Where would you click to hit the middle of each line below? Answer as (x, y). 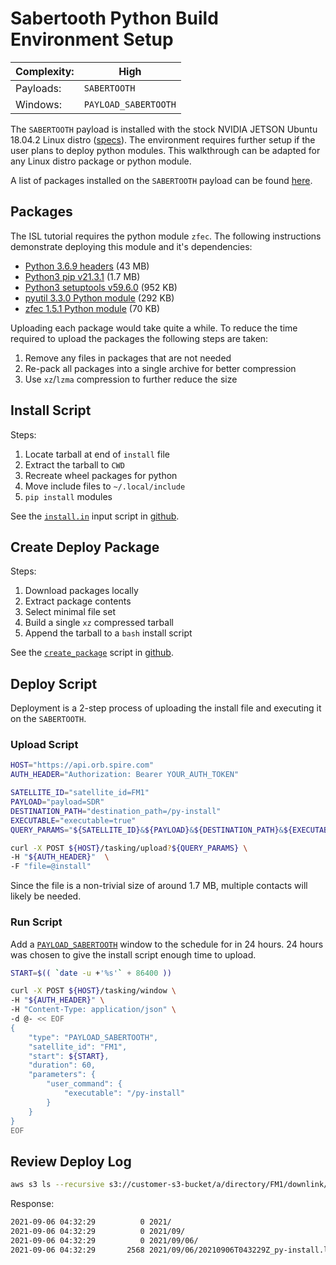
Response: (32, 1204)
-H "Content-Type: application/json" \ (93, 1010)
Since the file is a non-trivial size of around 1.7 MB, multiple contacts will (159, 886)
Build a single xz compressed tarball (99, 623)
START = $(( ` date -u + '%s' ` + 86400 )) (91, 973)
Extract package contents (78, 601)
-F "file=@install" (51, 867)
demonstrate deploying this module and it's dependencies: (131, 246)
